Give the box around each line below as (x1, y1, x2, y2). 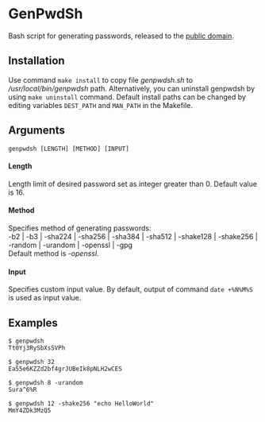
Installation (8, 54, 65, 68)
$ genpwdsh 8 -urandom (8, 378, 83, 386)
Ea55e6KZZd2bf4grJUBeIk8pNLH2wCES (8, 365, 123, 373)
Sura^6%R (8, 385, 37, 393)
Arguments (8, 124, 66, 137)
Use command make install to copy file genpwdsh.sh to (8, 75, 193, 84)
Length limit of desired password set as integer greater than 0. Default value (8, 179, 258, 188)
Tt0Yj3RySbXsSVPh (8, 343, 66, 352)
